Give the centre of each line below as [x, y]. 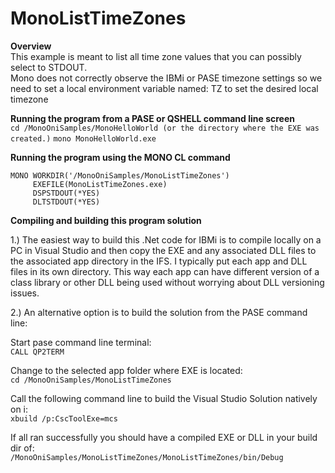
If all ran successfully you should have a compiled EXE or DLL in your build [164, 437]
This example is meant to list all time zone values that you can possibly [156, 56]
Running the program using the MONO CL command [120, 157]
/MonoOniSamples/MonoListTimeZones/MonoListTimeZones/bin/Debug [147, 457]
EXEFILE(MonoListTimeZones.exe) [100, 184]
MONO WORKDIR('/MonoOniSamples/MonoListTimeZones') [120, 175]
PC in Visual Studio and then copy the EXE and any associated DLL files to [163, 250]
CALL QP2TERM [37, 352]
